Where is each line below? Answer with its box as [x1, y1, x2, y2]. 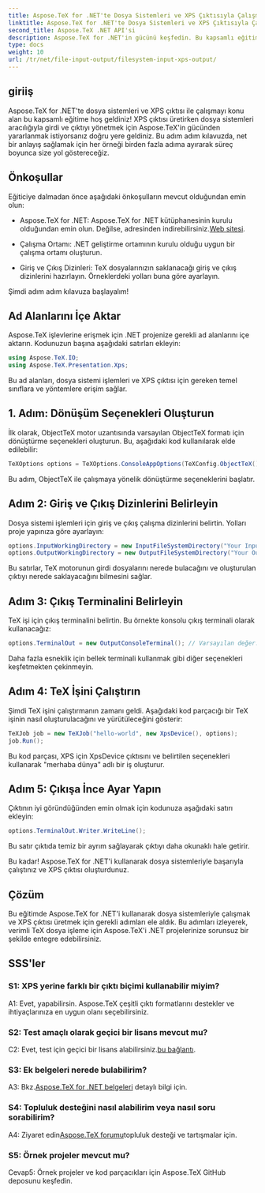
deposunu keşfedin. [8, 1176, 73, 1185]
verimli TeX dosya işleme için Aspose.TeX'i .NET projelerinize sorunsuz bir [8, 926, 249, 935]
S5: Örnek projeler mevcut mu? [8, 1150, 130, 1161]
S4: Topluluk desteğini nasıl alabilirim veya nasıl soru [8, 1102, 216, 1113]
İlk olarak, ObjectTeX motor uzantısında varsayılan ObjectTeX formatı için [8, 427, 244, 437]
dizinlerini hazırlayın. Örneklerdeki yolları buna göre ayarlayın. [19, 271, 220, 280]
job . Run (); [8, 736, 44, 745]
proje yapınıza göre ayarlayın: [8, 526, 104, 536]
